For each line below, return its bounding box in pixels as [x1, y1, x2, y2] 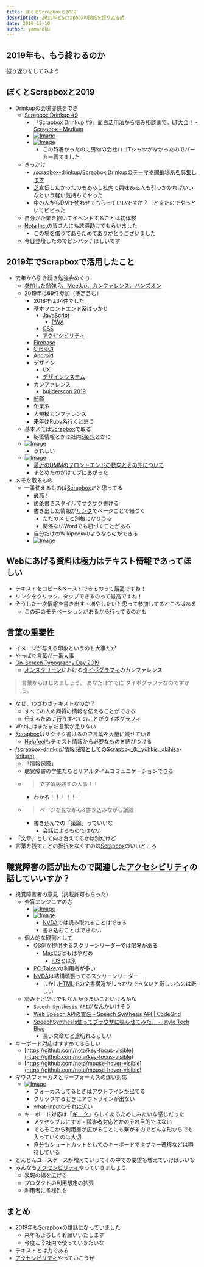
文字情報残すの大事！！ [39, 780, 99, 788]
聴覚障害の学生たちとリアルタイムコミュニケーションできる [24, 768, 174, 775]
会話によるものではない [42, 827, 102, 834]
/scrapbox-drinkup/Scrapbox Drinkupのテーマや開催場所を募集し [33, 169, 197, 176]
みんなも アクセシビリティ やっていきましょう [15, 1164, 127, 1171]
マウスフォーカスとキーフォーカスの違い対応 [15, 1073, 127, 1081]
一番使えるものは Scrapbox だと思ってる [24, 484, 123, 492]
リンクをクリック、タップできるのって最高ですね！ [15, 592, 143, 600]
